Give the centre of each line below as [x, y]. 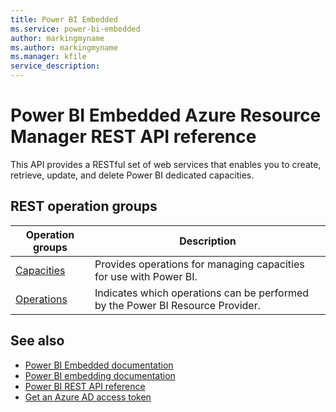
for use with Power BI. [146, 276]
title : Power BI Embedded [64, 19]
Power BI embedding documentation [100, 375]
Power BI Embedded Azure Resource [166, 115]
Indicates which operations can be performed [202, 293]
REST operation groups [84, 206]
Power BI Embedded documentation [99, 365]
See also [37, 341]
